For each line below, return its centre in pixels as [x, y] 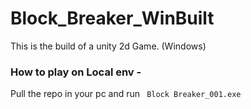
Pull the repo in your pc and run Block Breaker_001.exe [126, 94]
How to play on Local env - [76, 72]
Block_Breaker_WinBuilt [112, 18]
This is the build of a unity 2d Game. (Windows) [108, 46]
